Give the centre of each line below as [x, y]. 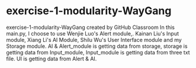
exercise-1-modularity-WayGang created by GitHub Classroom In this [90, 27]
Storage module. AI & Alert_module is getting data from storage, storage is [97, 46]
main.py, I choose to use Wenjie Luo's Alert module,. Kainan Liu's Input [93, 33]
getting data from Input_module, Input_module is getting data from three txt [98, 52]
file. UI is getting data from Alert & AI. [52, 59]
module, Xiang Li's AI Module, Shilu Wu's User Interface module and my [94, 40]
